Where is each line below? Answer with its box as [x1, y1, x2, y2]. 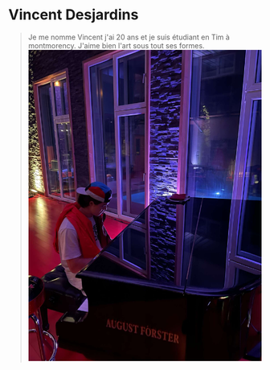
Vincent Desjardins [8, 6, 139, 24]
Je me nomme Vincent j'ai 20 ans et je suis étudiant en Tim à [27, 32, 231, 42]
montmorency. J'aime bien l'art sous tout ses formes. [27, 40, 205, 50]
